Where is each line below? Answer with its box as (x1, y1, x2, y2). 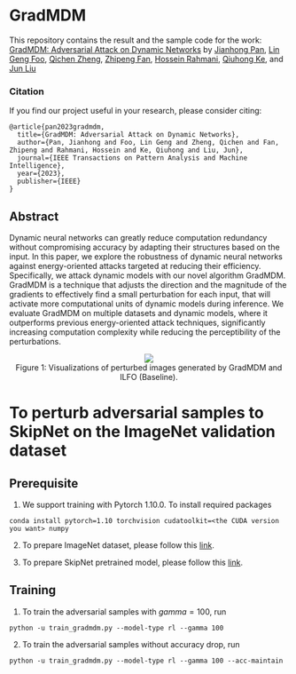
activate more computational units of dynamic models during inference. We (9, 298, 284, 309)
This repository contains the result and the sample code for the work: (9, 35, 262, 45)
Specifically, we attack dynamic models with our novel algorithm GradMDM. (9, 270, 286, 281)
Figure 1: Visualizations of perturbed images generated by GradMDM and (15, 362, 283, 373)
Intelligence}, (9, 162, 66, 170)
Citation (9, 85, 44, 98)
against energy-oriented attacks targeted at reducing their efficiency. (9, 261, 261, 272)
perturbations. (9, 337, 62, 347)
